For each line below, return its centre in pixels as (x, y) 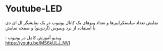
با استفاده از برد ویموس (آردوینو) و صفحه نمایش (50, 27)
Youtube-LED (34, 9)
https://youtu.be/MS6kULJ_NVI (38, 42)
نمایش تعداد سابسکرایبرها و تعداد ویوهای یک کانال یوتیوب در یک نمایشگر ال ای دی (82, 22)
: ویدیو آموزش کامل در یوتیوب (33, 37)
